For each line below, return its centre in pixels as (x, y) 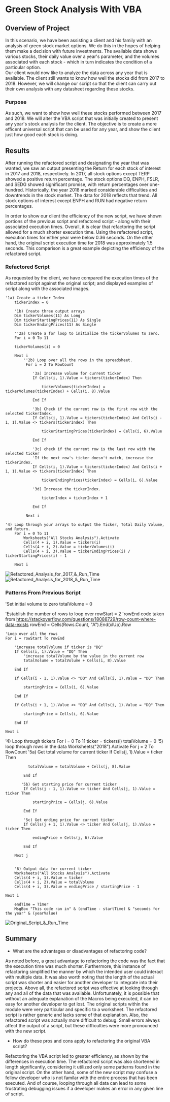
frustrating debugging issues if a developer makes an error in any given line (84, 1088)
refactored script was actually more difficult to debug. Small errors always (83, 1020)
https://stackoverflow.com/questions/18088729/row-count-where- (86, 619)
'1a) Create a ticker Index (35, 298)
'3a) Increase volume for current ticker (77, 374)
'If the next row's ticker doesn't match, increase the (93, 458)
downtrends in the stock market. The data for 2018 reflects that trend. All (81, 195)
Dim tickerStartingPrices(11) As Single (58, 320)
